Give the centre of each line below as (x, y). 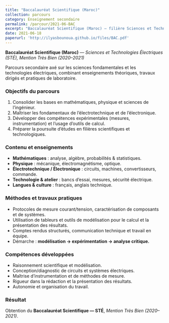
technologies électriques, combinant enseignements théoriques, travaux (80, 73)
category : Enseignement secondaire (43, 19)
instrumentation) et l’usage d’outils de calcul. (59, 123)
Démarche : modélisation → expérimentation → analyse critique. (81, 241)
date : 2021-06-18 (23, 33)
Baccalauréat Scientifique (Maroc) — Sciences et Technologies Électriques (84, 52)
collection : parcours (28, 15)
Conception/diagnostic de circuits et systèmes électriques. (73, 271)
